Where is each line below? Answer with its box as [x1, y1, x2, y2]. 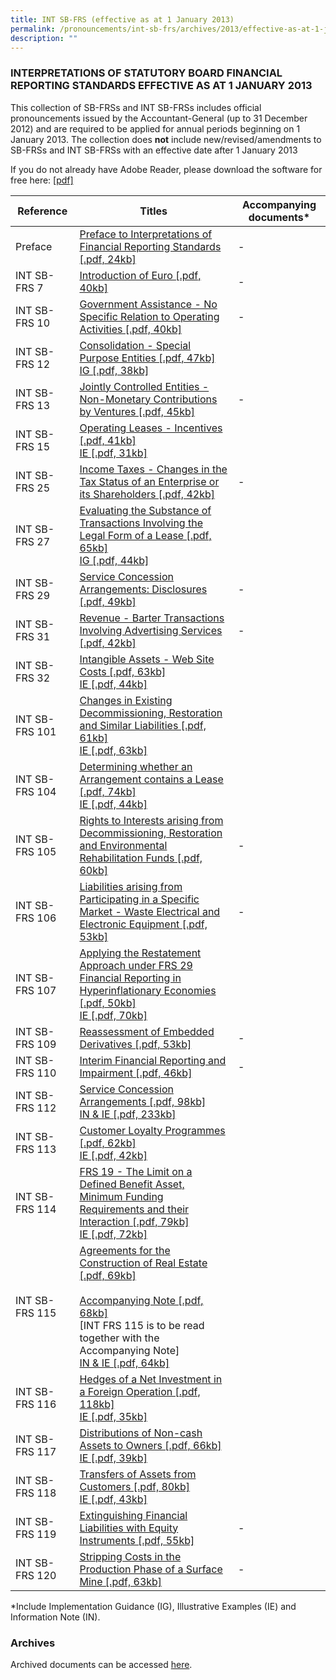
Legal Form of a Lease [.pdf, [79, 528, 212, 542]
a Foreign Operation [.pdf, [79, 1384, 201, 1398]
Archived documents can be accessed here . [10, 1658, 193, 1670]
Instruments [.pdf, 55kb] [79, 1533, 195, 1547]
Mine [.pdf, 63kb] [79, 1574, 163, 1588]
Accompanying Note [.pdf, [79, 1293, 204, 1307]
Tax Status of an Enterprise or [79, 474, 220, 488]
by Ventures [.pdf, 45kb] [79, 404, 195, 418]
